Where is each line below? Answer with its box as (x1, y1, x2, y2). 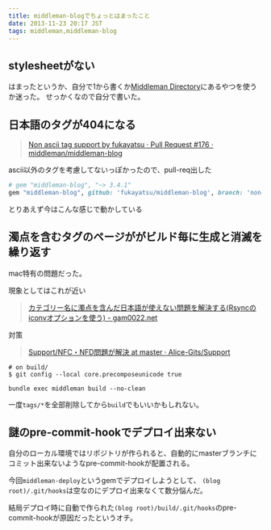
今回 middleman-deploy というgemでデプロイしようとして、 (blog (8, 476, 221, 486)
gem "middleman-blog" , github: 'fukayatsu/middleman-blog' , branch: (8, 188, 244, 196)
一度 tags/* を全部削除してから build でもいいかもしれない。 (8, 399, 204, 409)
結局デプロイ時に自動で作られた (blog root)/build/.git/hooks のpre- (8, 503, 237, 513)
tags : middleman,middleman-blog (8, 27, 117, 35)
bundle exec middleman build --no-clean (8, 385, 147, 393)
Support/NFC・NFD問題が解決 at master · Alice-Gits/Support (27, 347, 231, 356)
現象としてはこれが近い (8, 285, 86, 295)
